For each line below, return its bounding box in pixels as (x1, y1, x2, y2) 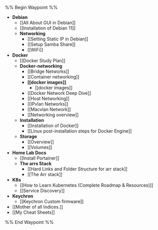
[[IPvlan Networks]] (27, 101, 69, 107)
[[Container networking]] (27, 74, 80, 80)
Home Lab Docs (12, 150, 47, 156)
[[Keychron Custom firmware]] (19, 198, 84, 205)
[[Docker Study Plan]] (19, 58, 66, 63)
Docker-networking (19, 63, 62, 69)
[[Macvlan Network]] (27, 107, 71, 112)
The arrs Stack (19, 161, 52, 166)
